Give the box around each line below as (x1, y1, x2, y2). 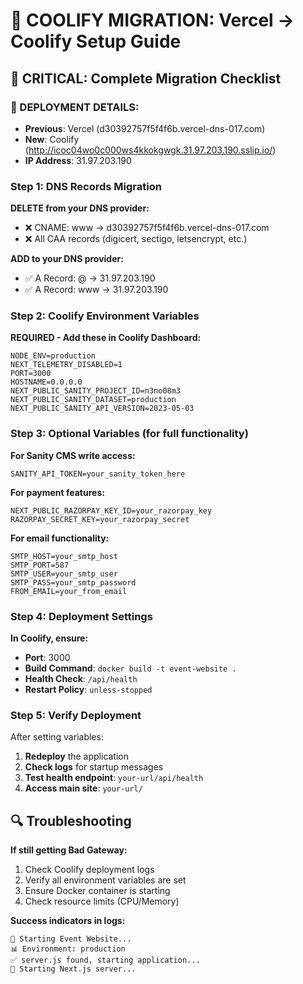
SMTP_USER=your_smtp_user (10, 569, 118, 579)
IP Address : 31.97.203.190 (24, 154, 132, 166)
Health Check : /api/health (24, 673, 138, 685)
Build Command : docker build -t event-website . (24, 662, 237, 674)
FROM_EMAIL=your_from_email (10, 586, 128, 596)
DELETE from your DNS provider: (10, 202, 150, 214)
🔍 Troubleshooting (10, 812, 132, 829)
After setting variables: (10, 731, 104, 743)
